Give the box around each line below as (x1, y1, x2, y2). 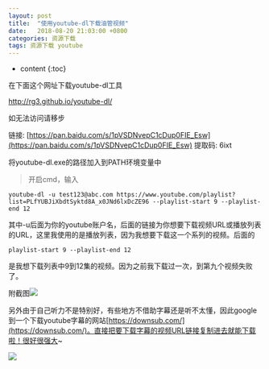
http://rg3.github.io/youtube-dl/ (8, 97, 113, 106)
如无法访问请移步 (8, 114, 65, 123)
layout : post (8, 11, 52, 20)
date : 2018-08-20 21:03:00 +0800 (8, 27, 128, 35)
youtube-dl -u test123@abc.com (8, 191, 114, 199)
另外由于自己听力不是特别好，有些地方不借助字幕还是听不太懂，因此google (8, 305, 258, 315)
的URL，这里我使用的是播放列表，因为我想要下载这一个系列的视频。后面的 (8, 230, 255, 240)
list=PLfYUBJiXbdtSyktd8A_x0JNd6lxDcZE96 (8, 198, 150, 206)
